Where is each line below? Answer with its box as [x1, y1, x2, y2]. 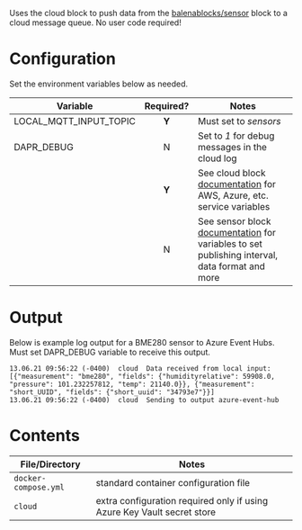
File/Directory [20, 458, 81, 471]
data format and [197, 260, 265, 273]
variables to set [197, 238, 263, 250]
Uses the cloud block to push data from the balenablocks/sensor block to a [9, 8, 288, 18]
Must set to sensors [197, 114, 281, 127]
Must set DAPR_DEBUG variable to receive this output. [9, 346, 211, 357]
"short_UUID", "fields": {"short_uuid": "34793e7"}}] [9, 387, 216, 397]
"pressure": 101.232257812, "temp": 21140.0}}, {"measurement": [9, 380, 255, 389]
